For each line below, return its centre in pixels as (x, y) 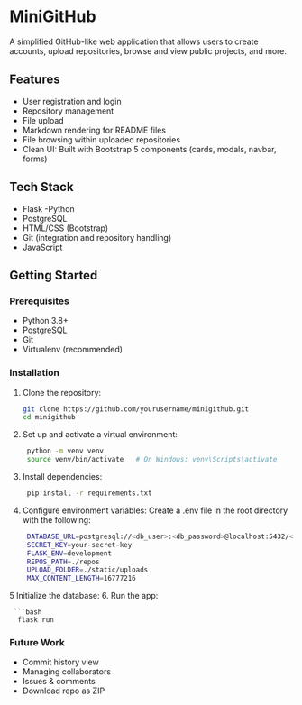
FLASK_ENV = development (69, 553)
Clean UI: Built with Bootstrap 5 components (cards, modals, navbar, (149, 149)
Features (35, 80)
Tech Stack (41, 187)
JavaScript (42, 247)
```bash (27, 612)
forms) (35, 159)
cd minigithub (49, 417)
